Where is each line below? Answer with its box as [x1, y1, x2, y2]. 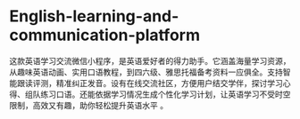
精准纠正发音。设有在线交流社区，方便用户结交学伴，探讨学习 [55, 77, 283, 88]
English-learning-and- [9, 6, 179, 27]
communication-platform [9, 25, 201, 45]
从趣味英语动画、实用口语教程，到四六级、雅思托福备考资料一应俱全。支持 [9, 67, 283, 77]
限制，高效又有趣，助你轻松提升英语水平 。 [9, 99, 168, 110]
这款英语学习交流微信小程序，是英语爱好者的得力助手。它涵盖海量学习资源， [9, 55, 291, 66]
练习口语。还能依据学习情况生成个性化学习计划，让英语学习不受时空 [39, 89, 291, 99]
